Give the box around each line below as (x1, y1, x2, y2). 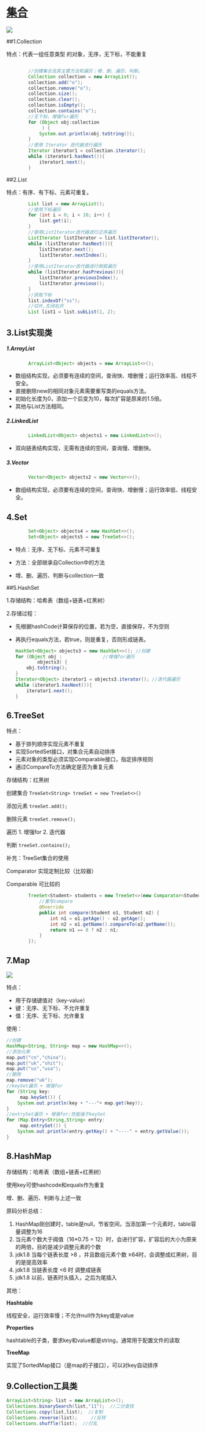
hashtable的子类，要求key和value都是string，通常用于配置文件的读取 (6, 1336, 180, 1344)
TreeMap (6, 1349, 30, 1356)
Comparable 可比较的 (6, 880, 60, 888)
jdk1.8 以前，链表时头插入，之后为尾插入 (15, 1273, 117, 1281)
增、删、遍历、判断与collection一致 (15, 571, 104, 579)
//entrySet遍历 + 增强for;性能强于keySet (6, 1111, 106, 1118)
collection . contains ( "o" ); (28, 108, 97, 114)
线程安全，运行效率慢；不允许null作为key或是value (6, 1311, 134, 1319)
